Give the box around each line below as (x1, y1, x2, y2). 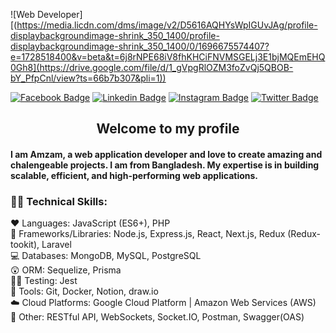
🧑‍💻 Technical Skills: (10, 194, 108, 208)
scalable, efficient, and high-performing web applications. (10, 169, 259, 181)
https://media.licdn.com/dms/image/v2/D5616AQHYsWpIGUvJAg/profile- (16, 19, 318, 31)
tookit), (10, 239, 40, 251)
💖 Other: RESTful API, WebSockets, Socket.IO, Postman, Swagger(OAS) (10, 311, 305, 323)
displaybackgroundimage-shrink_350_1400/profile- (10, 30, 220, 41)
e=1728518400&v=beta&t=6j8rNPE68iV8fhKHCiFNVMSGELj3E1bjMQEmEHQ (10, 51, 326, 63)
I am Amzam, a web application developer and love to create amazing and (10, 148, 323, 160)
